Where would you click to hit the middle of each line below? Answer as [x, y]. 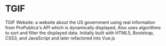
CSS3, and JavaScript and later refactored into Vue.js [60, 38]
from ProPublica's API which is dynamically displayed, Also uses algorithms [83, 27]
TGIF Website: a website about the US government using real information [80, 22]
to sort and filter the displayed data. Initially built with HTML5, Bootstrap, [80, 33]
